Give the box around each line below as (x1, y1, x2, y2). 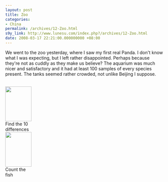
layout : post (5, 7, 33, 13)
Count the (5, 166, 26, 172)
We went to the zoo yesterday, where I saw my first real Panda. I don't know (5, 49, 163, 56)
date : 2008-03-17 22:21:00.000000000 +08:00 (5, 36, 100, 41)
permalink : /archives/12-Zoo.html (5, 26, 78, 31)
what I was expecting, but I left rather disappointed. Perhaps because (5, 55, 150, 61)
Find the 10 (5, 121, 28, 127)
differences (5, 126, 29, 132)
